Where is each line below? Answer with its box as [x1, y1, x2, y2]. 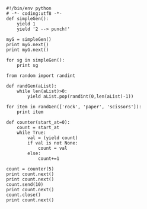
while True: [17, 130, 46, 136]
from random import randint [6, 73, 76, 79]
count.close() [6, 192, 41, 198]
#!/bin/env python [6, 5, 52, 11]
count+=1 [37, 156, 60, 162]
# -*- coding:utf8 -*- [6, 11, 62, 17]
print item [17, 109, 44, 115]
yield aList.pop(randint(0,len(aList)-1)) [27, 94, 134, 99]
